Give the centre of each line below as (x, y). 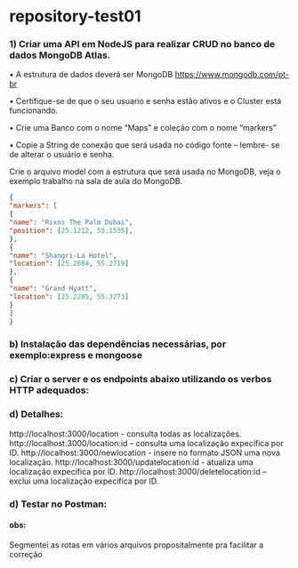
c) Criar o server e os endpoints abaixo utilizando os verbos (141, 380)
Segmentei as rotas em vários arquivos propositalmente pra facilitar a (137, 545)
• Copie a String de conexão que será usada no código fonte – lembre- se (145, 145)
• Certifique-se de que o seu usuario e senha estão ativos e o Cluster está (145, 101)
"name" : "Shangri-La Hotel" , (63, 255)
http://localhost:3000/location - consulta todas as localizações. (125, 434)
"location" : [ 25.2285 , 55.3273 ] (69, 296)
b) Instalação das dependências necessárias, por (118, 344)
